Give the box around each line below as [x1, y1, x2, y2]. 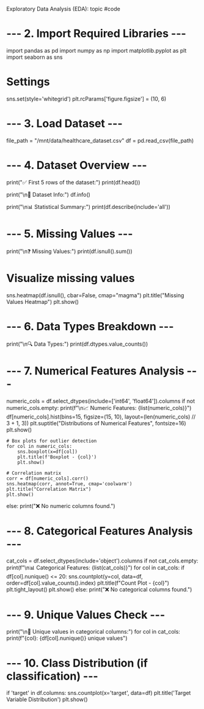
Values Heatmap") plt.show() [6, 298, 79, 305]
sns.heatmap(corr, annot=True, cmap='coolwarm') [6, 480, 133, 487]
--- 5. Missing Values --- [6, 227, 133, 241]
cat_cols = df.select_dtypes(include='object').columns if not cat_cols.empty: [6, 557, 199, 564]
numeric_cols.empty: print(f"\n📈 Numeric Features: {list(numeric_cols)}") [6, 404, 192, 411]
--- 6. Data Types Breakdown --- [6, 319, 174, 333]
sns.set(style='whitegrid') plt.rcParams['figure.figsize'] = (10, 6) [6, 95, 167, 102]
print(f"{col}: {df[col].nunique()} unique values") [6, 634, 128, 642]
